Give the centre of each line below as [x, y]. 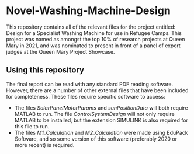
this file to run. [32, 126]
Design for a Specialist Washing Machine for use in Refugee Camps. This [94, 33]
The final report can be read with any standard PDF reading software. [90, 84]
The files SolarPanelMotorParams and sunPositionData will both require [101, 108]
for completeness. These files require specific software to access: [86, 96]
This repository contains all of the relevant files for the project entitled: [91, 27]
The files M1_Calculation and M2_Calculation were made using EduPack [101, 132]
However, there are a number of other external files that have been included [97, 90]
